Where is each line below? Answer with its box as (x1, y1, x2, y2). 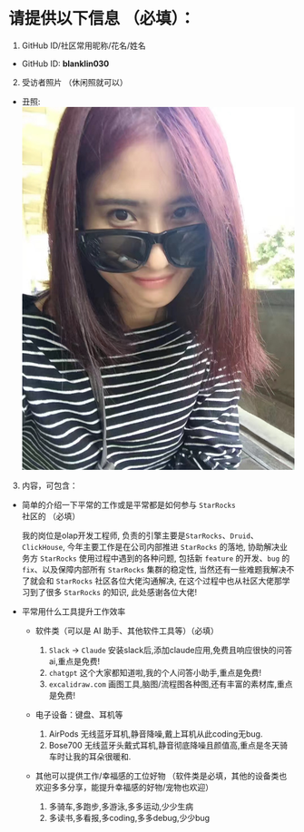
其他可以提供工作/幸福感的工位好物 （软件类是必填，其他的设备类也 (34, 770, 288, 781)
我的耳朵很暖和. (73, 751, 132, 762)
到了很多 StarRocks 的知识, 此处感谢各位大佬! (29, 587, 198, 598)
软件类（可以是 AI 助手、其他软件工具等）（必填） (34, 625, 219, 636)
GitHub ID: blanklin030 (21, 58, 110, 69)
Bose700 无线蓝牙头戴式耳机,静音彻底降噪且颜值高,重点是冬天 (48, 740, 280, 751)
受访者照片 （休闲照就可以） (21, 76, 128, 87)
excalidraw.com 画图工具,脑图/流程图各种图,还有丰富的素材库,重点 (48, 679, 293, 690)
